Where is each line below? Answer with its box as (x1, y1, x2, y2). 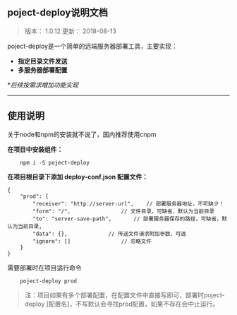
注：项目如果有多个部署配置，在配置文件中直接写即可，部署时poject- (24, 290, 226, 299)
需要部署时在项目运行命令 (7, 263, 82, 272)
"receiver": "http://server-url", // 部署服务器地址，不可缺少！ (32, 200, 224, 207)
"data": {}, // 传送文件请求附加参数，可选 (32, 230, 187, 237)
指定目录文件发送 (17, 57, 68, 65)
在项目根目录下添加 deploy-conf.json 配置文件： (7, 172, 149, 181)
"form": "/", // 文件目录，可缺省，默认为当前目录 (32, 208, 215, 215)
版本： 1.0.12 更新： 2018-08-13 (24, 27, 116, 35)
